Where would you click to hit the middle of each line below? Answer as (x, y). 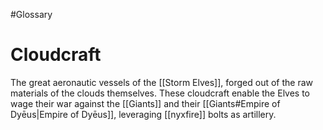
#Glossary (31, 14)
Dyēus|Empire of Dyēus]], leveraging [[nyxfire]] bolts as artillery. (143, 114)
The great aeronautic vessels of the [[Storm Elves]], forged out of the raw (162, 82)
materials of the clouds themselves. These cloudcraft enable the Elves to (160, 93)
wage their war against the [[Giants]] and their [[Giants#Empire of (145, 103)
